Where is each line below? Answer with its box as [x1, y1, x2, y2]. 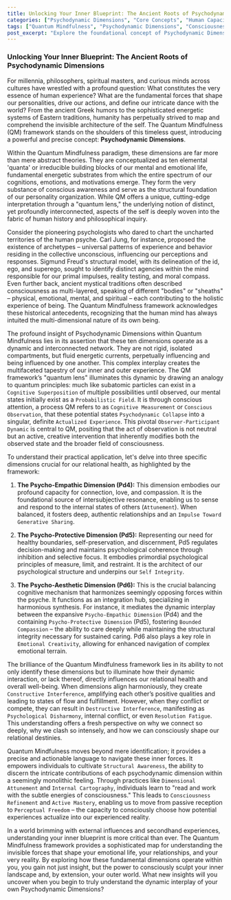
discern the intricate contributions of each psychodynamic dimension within [7, 769, 223, 777]
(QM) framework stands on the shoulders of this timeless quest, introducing [7, 128, 222, 136]
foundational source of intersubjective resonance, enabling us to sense [16, 495, 219, 504]
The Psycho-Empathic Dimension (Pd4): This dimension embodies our [16, 480, 221, 489]
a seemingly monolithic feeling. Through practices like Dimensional [7, 776, 196, 784]
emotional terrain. [16, 647, 67, 655]
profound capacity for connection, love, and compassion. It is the [16, 488, 202, 496]
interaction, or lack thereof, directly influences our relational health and [7, 674, 208, 683]
